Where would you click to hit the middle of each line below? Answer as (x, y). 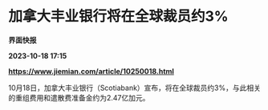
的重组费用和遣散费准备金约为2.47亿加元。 (79, 97)
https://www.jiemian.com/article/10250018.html (91, 71)
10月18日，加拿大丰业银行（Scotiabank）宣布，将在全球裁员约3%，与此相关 (135, 88)
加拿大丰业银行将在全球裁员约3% (118, 16)
